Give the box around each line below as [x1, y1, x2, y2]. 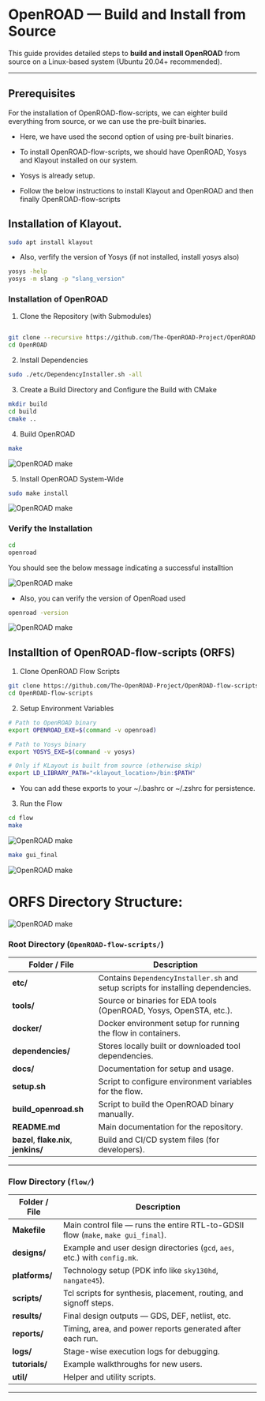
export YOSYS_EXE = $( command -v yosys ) [8, 747, 136, 755]
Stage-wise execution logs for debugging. [62, 1346, 221, 1357]
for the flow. [98, 1086, 144, 1097]
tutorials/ [12, 1359, 48, 1370]
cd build [8, 407, 37, 415]
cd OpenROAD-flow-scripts [8, 689, 93, 698]
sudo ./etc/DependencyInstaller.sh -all [8, 371, 144, 379]
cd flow [8, 815, 34, 822]
